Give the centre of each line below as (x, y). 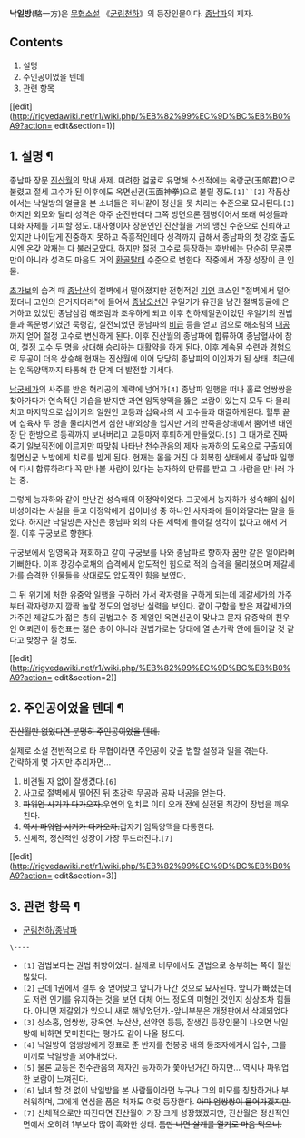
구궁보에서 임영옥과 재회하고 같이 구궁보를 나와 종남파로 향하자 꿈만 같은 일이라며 (152, 552)
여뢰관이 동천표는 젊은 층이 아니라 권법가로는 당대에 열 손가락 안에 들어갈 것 (152, 628)
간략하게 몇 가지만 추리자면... (60, 762)
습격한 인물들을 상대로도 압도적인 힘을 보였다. (106, 575)
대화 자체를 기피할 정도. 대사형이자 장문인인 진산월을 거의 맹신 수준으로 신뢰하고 (150, 225)
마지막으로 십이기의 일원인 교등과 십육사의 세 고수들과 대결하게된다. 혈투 (153, 411)
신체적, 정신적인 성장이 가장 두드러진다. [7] (98, 838)
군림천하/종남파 (50, 930)
